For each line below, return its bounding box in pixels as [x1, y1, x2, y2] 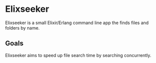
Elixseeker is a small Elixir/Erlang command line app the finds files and [5, 20, 149, 26]
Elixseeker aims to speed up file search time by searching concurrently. [5, 52, 152, 58]
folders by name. [5, 25, 40, 31]
